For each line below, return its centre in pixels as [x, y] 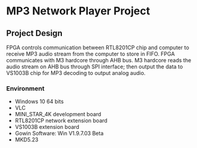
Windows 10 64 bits [39, 102]
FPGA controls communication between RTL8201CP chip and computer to [98, 47]
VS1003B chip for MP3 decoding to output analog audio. [76, 73]
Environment [26, 88]
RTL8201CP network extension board [61, 120]
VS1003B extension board [47, 127]
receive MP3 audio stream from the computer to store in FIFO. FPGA [91, 54]
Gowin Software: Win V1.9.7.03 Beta [59, 134]
